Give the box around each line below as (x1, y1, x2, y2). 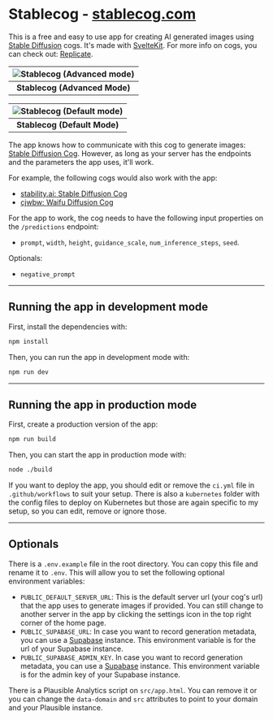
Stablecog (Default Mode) (15, 119, 119, 130)
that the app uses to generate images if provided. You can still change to (19, 601, 264, 610)
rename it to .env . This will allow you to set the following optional (8, 567, 225, 577)
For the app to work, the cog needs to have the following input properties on (8, 213, 264, 223)
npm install (8, 337, 49, 345)
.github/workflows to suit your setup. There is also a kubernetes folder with (8, 489, 260, 499)
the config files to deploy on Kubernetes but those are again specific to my (8, 497, 258, 508)
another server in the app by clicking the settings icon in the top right (19, 609, 252, 618)
